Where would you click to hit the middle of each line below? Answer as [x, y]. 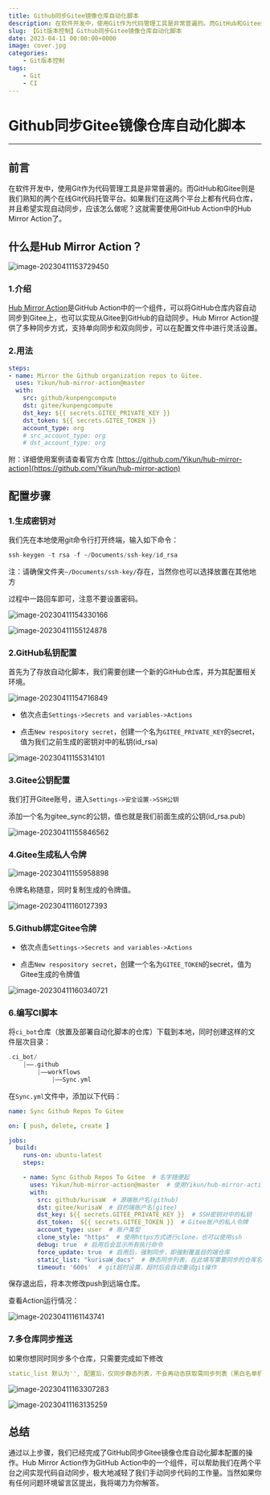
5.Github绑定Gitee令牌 [53, 928]
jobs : [17, 1141]
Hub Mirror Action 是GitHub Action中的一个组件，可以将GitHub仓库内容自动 [133, 308]
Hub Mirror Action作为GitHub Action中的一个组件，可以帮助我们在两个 [138, 1463]
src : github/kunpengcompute [70, 398]
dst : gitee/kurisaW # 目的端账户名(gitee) [108, 1207]
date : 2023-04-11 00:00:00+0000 [62, 38]
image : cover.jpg [37, 46]
